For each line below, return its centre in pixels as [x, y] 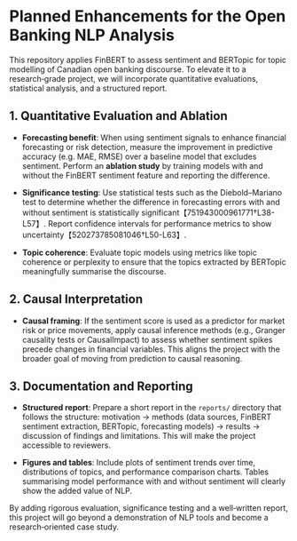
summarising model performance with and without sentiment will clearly [154, 481]
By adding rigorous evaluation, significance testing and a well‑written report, [148, 508]
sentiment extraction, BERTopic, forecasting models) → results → [141, 426]
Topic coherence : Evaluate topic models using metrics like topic [139, 252]
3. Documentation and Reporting [101, 386]
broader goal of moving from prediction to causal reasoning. [132, 358]
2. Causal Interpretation [76, 299]
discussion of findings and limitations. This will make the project [139, 436]
